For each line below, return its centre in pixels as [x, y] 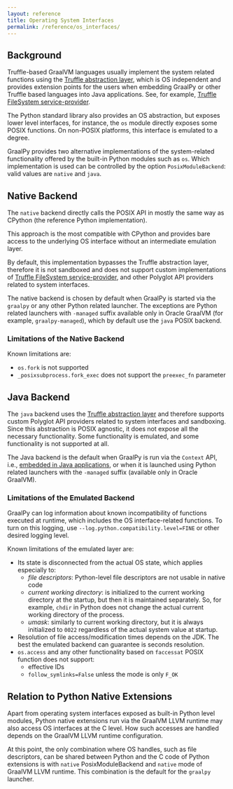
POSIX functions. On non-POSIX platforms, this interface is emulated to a [113, 130]
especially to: [36, 570]
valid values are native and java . [55, 174]
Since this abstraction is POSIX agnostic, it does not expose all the [103, 429]
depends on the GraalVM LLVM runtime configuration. [85, 736]
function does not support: [56, 659]
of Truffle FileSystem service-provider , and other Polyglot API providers [111, 277]
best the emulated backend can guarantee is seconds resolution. [111, 645]
